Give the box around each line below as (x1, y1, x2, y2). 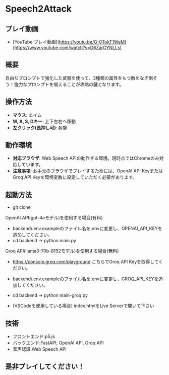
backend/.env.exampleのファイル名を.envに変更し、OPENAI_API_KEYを (12, 226, 162, 232)
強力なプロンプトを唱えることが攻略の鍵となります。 (14, 81, 124, 87)
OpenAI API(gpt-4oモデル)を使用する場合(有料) (5, 215, 103, 221)
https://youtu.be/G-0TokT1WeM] (59, 39, 127, 45)
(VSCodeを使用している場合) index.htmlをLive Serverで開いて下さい (12, 303, 155, 309)
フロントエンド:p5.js (12, 333, 55, 340)
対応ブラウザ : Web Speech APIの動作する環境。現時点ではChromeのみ (12, 155, 160, 161)
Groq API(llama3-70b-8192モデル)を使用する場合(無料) (5, 248, 119, 254)
